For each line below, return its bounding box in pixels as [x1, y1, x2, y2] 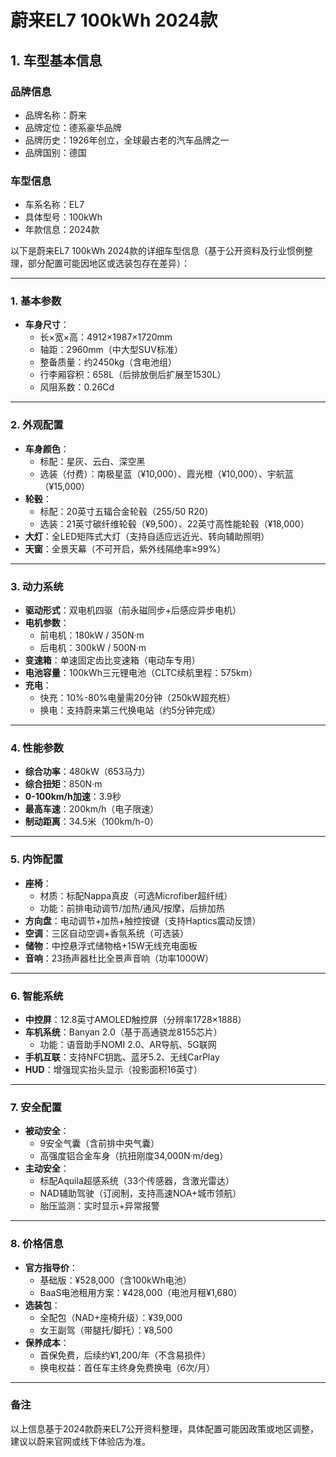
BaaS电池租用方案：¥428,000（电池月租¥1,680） [39, 1286, 243, 1298]
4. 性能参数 [10, 741, 64, 755]
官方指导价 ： [24, 1261, 78, 1273]
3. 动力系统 [10, 579, 64, 593]
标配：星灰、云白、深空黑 [39, 455, 146, 467]
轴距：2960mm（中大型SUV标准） [39, 344, 183, 356]
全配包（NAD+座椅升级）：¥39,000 [39, 1311, 183, 1323]
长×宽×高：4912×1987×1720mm [39, 331, 173, 343]
